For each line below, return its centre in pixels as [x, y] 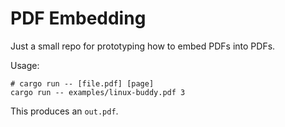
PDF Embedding [78, 18]
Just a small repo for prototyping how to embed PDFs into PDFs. [143, 46]
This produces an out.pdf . [64, 111]
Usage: [25, 65]
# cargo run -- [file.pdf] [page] [82, 83]
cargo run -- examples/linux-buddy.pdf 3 [98, 92]
